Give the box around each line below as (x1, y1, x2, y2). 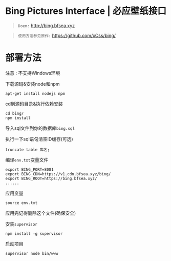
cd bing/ (5, 111, 24, 116)
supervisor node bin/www (5, 251, 58, 256)
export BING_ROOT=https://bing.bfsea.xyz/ (5, 176, 97, 181)
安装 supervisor (5, 220, 37, 227)
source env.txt (5, 200, 38, 206)
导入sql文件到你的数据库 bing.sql (5, 125, 75, 131)
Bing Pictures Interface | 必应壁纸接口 (5, 5, 167, 17)
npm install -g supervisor (5, 231, 63, 236)
